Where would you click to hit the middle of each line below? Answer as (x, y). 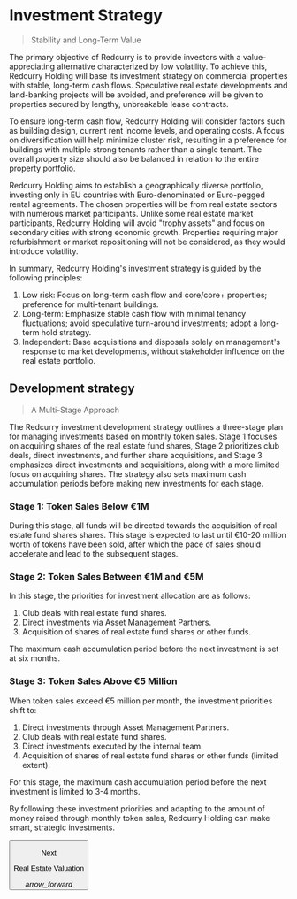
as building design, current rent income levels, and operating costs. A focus (147, 130)
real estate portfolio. (58, 360)
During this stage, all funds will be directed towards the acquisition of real (143, 526)
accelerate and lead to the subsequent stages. (94, 554)
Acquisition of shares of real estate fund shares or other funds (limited (150, 755)
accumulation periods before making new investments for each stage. (137, 483)
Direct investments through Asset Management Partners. (126, 727)
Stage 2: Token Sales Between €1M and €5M (107, 576)
